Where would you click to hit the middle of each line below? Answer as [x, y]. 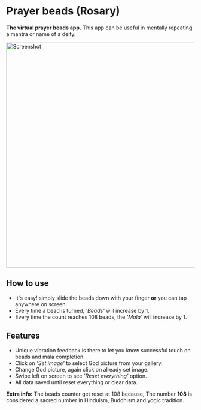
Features [23, 336]
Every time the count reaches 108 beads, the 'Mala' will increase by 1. [101, 317]
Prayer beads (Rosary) [63, 11]
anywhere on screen [40, 304]
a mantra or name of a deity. [41, 34]
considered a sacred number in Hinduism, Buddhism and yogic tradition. [95, 400]
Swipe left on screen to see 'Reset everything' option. [81, 376]
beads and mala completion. [50, 357]
